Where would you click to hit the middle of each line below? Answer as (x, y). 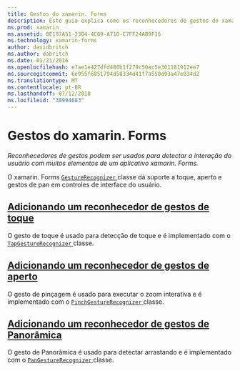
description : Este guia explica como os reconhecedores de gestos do (113, 21)
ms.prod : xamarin (33, 27)
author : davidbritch (38, 47)
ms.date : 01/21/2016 (38, 61)
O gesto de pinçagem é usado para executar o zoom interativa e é (105, 294)
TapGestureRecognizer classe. (51, 243)
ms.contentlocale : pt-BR (44, 87)
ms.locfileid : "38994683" (46, 101)
